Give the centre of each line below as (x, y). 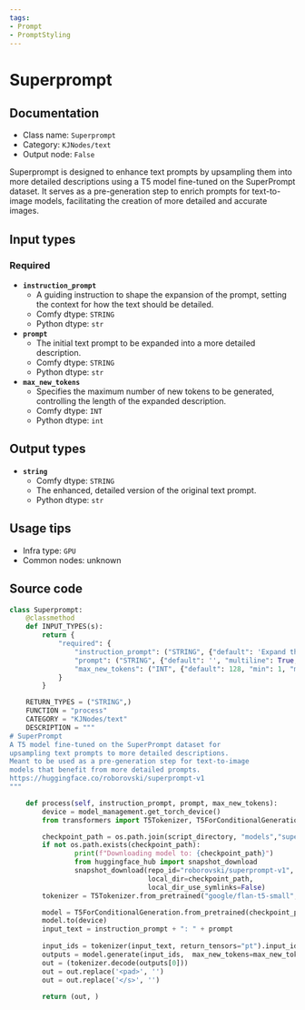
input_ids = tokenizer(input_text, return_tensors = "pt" (150, 946)
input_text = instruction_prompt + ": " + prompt (138, 929)
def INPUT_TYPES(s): (64, 627)
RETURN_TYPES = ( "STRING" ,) (79, 702)
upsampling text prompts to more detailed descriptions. (119, 753)
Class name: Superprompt (69, 135)
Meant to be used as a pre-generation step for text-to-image (129, 762)
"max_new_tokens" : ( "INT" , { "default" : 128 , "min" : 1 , (180, 669)
